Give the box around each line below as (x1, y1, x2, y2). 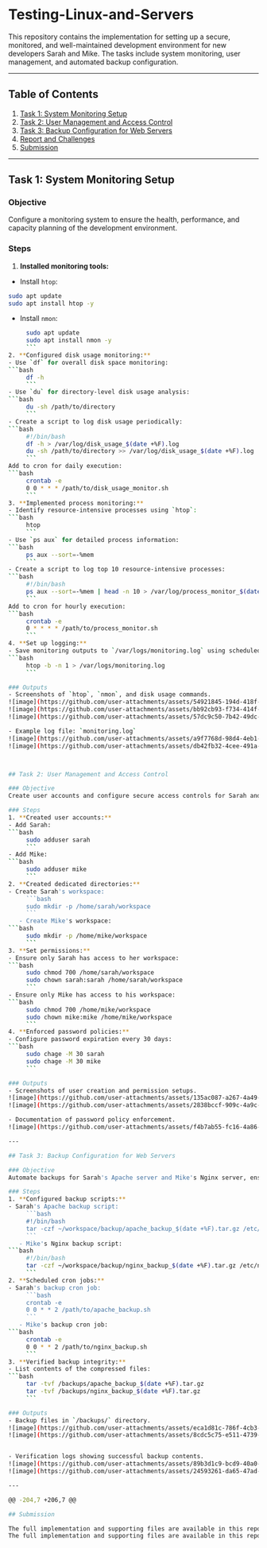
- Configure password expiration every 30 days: (8, 1035, 172, 1043)
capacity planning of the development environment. (8, 223, 177, 233)
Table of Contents (8, 87, 99, 101)
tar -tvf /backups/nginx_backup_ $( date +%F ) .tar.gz (25, 1387, 201, 1395)
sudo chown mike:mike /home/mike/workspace (25, 1013, 172, 1021)
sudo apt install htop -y (8, 300, 94, 308)
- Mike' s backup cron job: (18, 1321, 109, 1329)
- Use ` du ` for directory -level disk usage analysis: (8, 388, 191, 397)
